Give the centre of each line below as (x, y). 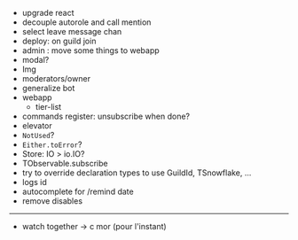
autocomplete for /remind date (78, 191)
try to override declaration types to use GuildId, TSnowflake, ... (137, 173)
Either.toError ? (52, 144)
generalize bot (48, 88)
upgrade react (48, 13)
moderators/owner (56, 78)
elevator (37, 126)
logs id (34, 182)
